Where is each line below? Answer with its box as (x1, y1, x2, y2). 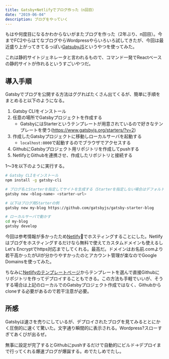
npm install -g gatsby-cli (5, 178, 62, 183)
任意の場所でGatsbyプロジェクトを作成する (12, 114, 103, 121)
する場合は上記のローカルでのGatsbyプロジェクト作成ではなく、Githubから (5, 282, 161, 288)
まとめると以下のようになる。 (5, 98, 67, 104)
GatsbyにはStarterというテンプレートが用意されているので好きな (20, 121, 154, 127)
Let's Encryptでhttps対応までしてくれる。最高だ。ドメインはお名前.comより (5, 246, 163, 252)
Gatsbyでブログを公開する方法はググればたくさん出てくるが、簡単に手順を (5, 91, 161, 97)
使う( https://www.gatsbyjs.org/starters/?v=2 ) (42, 127, 136, 133)
